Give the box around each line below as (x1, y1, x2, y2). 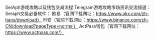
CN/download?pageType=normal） (5, 23, 78, 29)
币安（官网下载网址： (42, 17, 87, 22)
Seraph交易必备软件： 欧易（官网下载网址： (5, 10, 96, 16)
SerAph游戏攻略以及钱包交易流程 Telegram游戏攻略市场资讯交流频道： (5, 4, 151, 10)
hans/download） (5, 17, 42, 22)
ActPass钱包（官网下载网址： (79, 23, 140, 29)
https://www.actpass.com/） (5, 29, 65, 35)
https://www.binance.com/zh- (86, 17, 149, 22)
